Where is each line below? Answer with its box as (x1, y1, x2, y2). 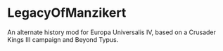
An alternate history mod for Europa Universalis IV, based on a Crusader (7, 28, 217, 36)
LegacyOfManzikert (7, 5, 127, 21)
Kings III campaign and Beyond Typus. (7, 35, 119, 43)
